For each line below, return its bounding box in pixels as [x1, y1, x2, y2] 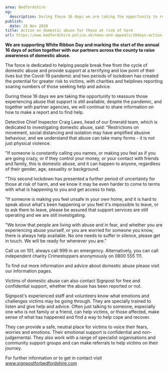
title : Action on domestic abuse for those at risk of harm [5, 28, 133, 33]
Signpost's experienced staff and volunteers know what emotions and [5, 293, 149, 299]
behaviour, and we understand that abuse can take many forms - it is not [5, 135, 155, 141]
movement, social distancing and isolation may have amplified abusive [5, 130, 150, 136]
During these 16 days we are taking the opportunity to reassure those [5, 93, 148, 99]
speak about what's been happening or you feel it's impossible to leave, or [5, 201, 159, 208]
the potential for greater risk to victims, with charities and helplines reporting [5, 78, 163, 84]
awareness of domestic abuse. [5, 53, 71, 59]
